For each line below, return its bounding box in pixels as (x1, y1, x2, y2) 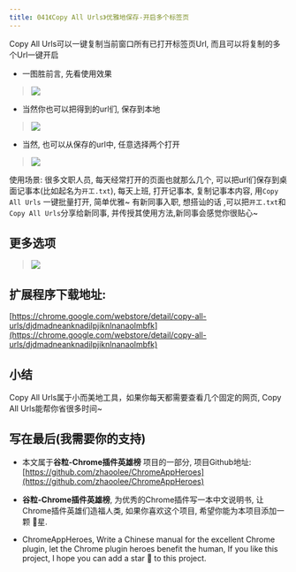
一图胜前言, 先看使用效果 (21, 68, 112, 79)
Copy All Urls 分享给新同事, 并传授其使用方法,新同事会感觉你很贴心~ (9, 207, 259, 217)
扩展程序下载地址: (9, 286, 107, 301)
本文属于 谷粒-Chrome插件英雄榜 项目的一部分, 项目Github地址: (21, 456, 252, 467)
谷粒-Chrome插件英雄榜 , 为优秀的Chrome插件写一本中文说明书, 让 (21, 494, 264, 505)
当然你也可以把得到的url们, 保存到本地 (21, 103, 161, 114)
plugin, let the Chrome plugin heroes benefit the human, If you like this (21, 543, 278, 553)
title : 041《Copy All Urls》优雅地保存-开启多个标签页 (9, 12, 190, 22)
